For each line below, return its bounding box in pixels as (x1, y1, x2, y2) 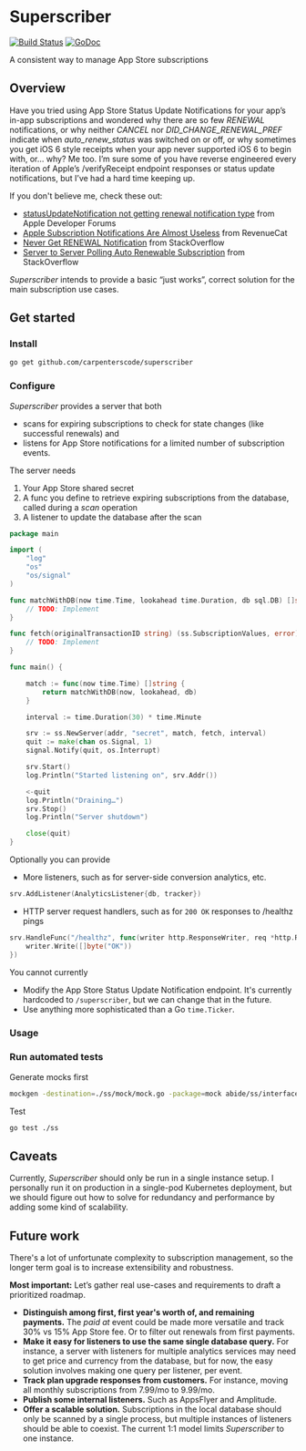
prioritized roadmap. (9, 1290, 87, 1301)
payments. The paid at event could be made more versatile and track (22, 1317, 285, 1328)
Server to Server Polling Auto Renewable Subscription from (22, 246, 246, 257)
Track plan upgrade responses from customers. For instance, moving (22, 1374, 289, 1386)
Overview (9, 80, 66, 97)
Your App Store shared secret (22, 482, 135, 493)
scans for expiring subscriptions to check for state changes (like (22, 417, 264, 429)
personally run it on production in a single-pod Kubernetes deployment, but (9, 1182, 292, 1193)
